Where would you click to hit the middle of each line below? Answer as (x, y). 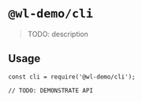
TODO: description (58, 34)
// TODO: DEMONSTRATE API (50, 90)
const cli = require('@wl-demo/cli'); (72, 77)
